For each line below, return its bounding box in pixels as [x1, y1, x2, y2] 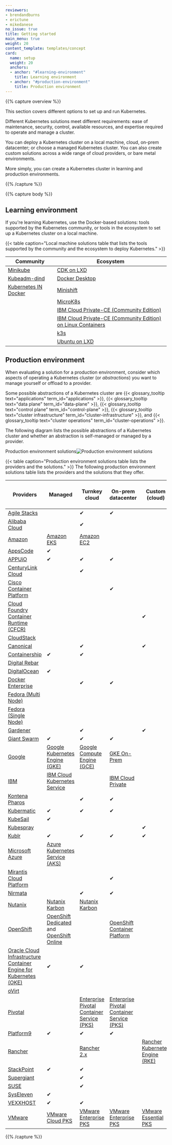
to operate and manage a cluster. [5, 129, 75, 135]
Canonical [8, 643, 32, 650]
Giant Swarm [8, 735, 39, 743]
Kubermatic [8, 807, 36, 815]
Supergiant [8, 1074, 34, 1081]
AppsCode [8, 548, 34, 555]
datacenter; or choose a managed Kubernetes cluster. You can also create [5, 145, 162, 151]
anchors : [10, 65, 29, 70]
